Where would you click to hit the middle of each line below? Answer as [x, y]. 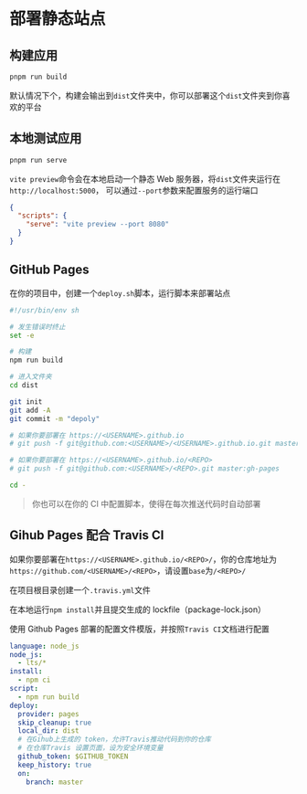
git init [26, 402]
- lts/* [32, 663]
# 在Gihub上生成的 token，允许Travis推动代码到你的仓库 [115, 740]
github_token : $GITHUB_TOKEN [73, 757]
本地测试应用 [46, 138]
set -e [22, 335]
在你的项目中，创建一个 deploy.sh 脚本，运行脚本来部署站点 [120, 292]
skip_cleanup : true [55, 723]
